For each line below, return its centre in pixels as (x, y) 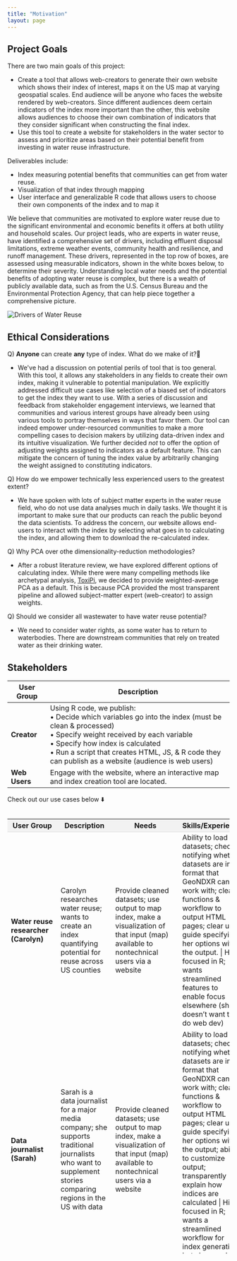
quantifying (79, 943)
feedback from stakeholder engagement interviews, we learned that (116, 405)
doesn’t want (204, 1014)
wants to (75, 917)
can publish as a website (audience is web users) (132, 761)
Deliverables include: (38, 161)
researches (79, 899)
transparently (205, 1175)
